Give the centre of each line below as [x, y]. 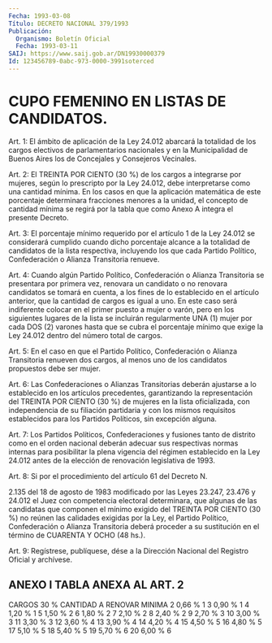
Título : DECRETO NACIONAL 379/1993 [69, 24]
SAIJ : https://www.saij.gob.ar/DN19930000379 [86, 54]
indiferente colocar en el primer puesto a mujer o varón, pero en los [121, 309]
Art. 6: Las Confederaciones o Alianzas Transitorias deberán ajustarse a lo [133, 384]
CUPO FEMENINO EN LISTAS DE [117, 102]
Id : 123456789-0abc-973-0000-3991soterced [81, 62]
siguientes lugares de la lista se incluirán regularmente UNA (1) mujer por [131, 318]
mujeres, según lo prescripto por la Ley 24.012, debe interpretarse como [130, 183]
